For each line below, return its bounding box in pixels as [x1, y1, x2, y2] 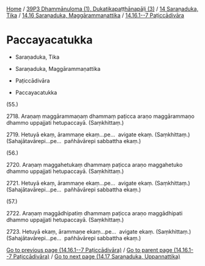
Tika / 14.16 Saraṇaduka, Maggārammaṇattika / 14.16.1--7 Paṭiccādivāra [6, 12, 185, 19]
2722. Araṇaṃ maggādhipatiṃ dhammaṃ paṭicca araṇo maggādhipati [6, 209, 183, 216]
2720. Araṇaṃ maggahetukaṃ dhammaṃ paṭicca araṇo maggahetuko [6, 161, 183, 168]
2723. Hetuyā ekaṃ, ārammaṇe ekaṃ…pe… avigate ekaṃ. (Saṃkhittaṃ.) [6, 227, 192, 235]
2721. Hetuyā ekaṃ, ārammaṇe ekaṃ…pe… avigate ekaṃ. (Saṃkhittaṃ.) [6, 179, 191, 187]
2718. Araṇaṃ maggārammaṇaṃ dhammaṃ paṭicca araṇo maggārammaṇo [6, 113, 195, 120]
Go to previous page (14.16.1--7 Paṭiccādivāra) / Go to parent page [6, 246, 173, 253]
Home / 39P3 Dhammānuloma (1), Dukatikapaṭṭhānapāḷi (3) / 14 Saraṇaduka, [6, 6, 199, 12]
